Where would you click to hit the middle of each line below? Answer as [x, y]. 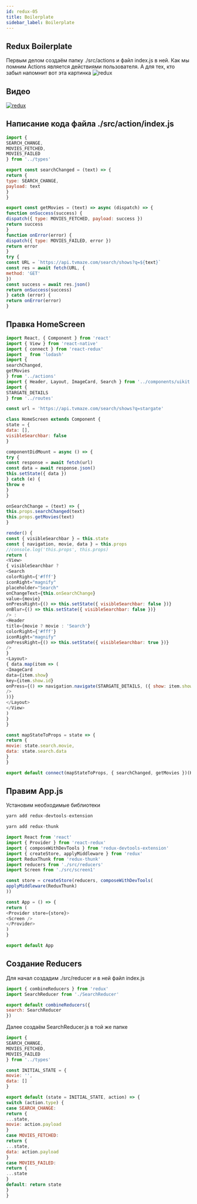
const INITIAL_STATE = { [36, 1070]
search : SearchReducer [34, 1010]
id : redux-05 [22, 11]
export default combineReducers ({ [48, 1005]
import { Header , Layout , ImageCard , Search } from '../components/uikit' [99, 382]
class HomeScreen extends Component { [53, 420]
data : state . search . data [36, 752]
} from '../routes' [30, 398]
